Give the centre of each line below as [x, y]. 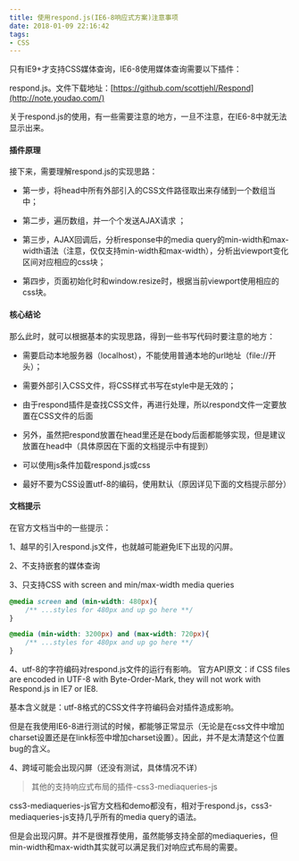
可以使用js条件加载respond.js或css [86, 465]
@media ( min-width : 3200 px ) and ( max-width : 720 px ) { [109, 635]
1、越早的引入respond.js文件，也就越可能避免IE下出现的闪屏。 [124, 546]
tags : [19, 34]
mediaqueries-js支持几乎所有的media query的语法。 [105, 817]
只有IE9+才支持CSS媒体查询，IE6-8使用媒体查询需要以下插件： [126, 69]
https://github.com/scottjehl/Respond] [183, 88]
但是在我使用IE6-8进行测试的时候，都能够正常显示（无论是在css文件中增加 [147, 727]
